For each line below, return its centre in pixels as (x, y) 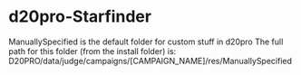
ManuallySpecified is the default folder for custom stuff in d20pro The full (146, 42)
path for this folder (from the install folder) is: (92, 51)
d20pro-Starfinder (80, 17)
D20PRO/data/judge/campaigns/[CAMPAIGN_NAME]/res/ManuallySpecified (150, 61)
